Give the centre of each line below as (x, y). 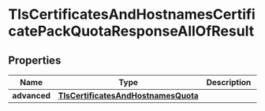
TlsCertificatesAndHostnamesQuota (128, 96)
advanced (32, 96)
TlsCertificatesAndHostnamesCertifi (132, 15)
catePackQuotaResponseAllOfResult (131, 31)
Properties (35, 60)
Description (229, 82)
